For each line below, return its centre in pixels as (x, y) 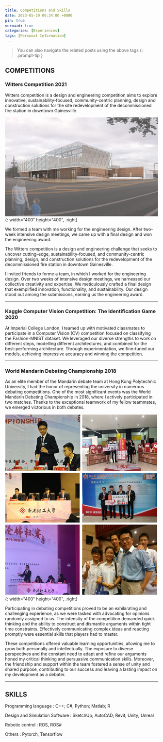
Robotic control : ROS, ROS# (33, 725)
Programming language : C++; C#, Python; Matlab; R (58, 706)
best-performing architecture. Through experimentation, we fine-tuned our (80, 348)
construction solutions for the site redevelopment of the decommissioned (78, 105)
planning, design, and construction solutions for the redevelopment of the (79, 259)
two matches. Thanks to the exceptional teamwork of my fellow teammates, (81, 402)
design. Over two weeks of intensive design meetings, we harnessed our (78, 279)
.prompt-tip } (30, 55)
